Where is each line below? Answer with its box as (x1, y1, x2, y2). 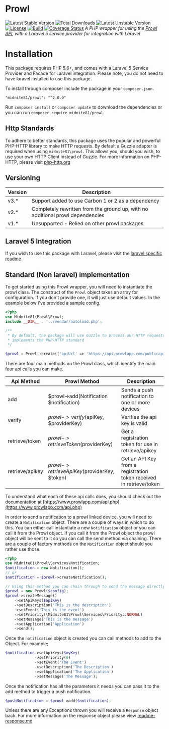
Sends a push (121, 386, 153, 394)
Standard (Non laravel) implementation (5, 270, 130, 279)
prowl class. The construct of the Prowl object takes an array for (5, 289, 138, 296)
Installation (5, 48, 53, 60)
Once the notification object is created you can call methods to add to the (5, 635, 162, 642)
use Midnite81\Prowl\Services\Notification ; (5, 561, 100, 566)
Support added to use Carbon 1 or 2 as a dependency (32, 197, 159, 204)
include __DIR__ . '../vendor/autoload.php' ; (5, 319, 102, 324)
